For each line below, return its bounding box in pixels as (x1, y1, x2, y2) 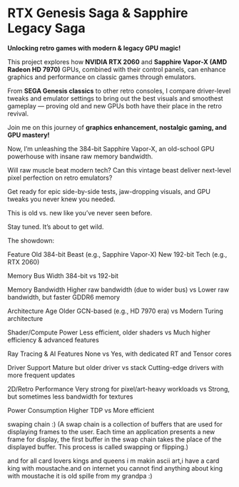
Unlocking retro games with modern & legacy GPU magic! (7, 43, 181, 52)
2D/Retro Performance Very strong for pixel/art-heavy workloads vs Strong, (7, 384, 230, 393)
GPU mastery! (7, 130, 50, 139)
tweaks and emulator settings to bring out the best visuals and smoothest (7, 94, 223, 103)
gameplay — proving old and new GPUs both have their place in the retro (7, 101, 223, 110)
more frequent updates (7, 371, 76, 379)
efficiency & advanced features (7, 335, 100, 344)
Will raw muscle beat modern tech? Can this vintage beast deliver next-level (7, 165, 232, 174)
